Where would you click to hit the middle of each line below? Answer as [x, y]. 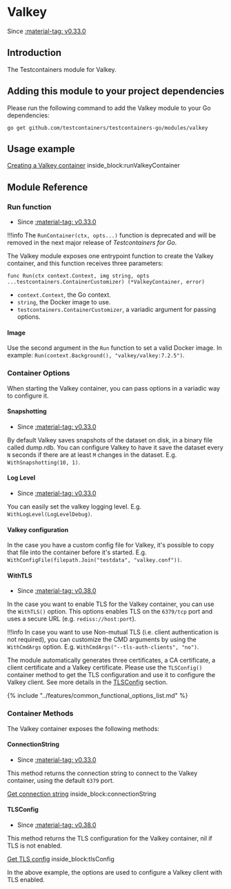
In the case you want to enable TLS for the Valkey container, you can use [111, 604]
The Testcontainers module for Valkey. [62, 69]
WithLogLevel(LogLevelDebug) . [50, 514]
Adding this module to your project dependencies [116, 91]
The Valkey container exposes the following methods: [83, 728]
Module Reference [48, 187]
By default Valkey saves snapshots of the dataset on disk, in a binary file [110, 440]
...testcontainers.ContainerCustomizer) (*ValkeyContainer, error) [106, 282]
